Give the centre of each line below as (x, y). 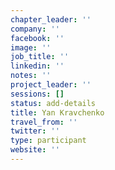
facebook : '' (37, 38)
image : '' (31, 47)
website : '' (35, 150)
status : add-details (53, 103)
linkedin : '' (37, 66)
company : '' (35, 29)
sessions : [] (37, 94)
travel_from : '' (44, 122)
